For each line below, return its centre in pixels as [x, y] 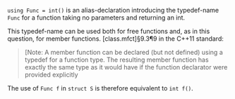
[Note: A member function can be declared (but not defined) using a [124, 52]
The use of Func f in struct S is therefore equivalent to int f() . [101, 88]
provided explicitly [52, 74]
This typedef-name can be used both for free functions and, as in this [109, 31]
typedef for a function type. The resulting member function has [117, 60]
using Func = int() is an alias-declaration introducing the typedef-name [113, 10]
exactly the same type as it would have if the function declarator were [126, 67]
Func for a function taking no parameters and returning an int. [96, 18]
